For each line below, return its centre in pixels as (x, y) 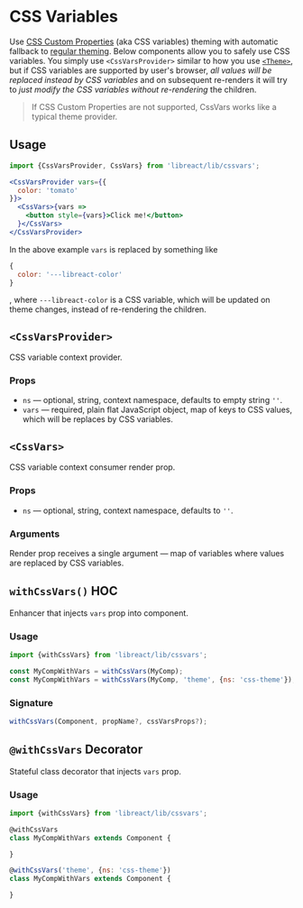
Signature (32, 702)
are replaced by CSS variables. (67, 563)
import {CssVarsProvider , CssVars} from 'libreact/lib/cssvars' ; (134, 165)
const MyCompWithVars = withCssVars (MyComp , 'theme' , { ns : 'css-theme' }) (151, 679)
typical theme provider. (74, 116)
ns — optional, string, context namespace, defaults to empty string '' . (152, 400)
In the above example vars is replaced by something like (114, 249)
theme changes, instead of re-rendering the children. (108, 309)
